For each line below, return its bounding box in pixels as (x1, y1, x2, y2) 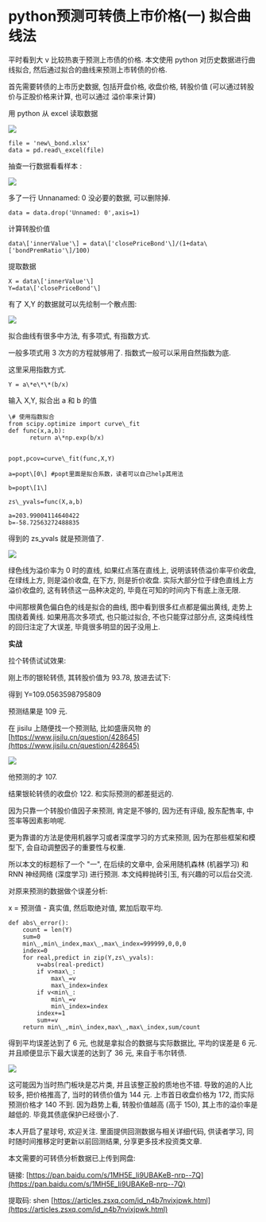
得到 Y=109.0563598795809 (8, 689, 102, 699)
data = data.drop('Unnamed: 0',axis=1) (8, 208, 141, 217)
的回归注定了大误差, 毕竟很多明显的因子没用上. (8, 621, 161, 632)
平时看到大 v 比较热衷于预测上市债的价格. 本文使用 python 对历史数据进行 (8, 55, 249, 64)
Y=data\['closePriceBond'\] (8, 284, 102, 292)
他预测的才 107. (8, 771, 58, 781)
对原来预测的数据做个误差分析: (8, 886, 109, 895)
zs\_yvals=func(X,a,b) (8, 497, 83, 505)
